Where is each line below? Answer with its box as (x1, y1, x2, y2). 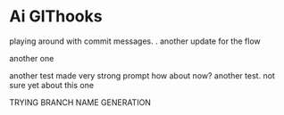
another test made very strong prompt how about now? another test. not (9, 70, 275, 81)
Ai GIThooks (9, 6, 103, 27)
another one (9, 53, 54, 63)
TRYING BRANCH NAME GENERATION (9, 96, 152, 108)
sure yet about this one (9, 79, 95, 90)
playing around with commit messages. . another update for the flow (9, 36, 261, 46)
